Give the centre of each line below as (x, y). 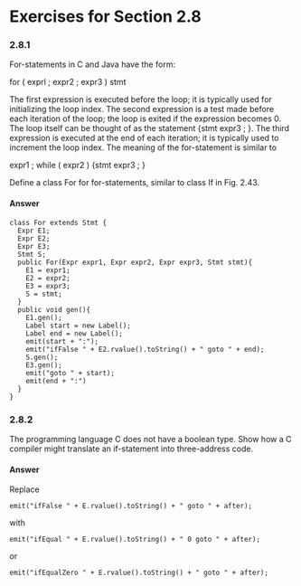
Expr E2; (34, 238)
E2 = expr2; (48, 278)
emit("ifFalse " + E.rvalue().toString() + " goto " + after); (131, 506)
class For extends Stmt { (58, 222)
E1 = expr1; (48, 270)
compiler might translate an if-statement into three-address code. (132, 449)
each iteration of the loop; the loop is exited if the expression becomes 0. (146, 118)
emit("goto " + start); (71, 373)
